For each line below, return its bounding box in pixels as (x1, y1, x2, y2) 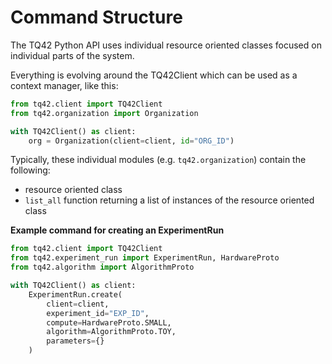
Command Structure (10, 6, 183, 29)
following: (10, 164, 51, 176)
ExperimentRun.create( (28, 289, 123, 300)
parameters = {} (46, 336, 105, 346)
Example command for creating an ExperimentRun (10, 224, 225, 236)
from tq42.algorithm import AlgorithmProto (10, 262, 195, 273)
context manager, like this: (10, 79, 119, 91)
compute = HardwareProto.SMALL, (46, 317, 172, 328)
